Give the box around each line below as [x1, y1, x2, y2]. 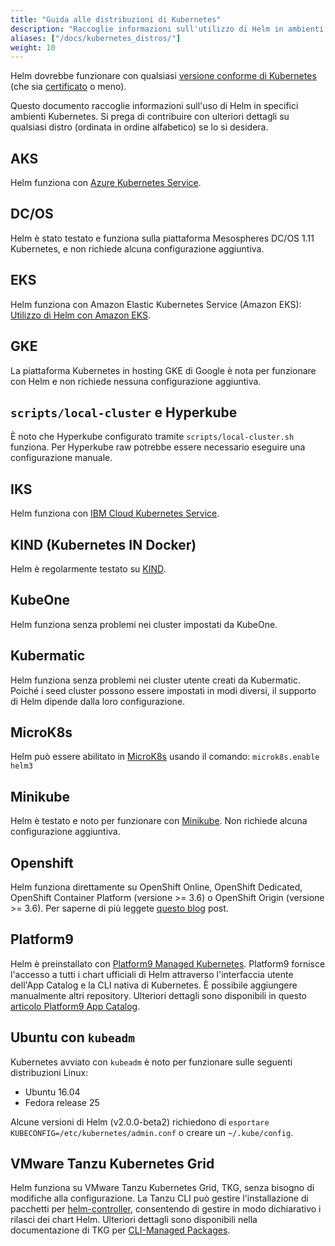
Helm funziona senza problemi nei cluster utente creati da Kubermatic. [10, 674, 301, 686]
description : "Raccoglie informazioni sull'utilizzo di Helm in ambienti [10, 24, 325, 34]
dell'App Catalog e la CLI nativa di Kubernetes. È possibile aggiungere [10, 979, 298, 991]
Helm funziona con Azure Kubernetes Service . [10, 177, 202, 189]
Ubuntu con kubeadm [10, 1029, 135, 1046]
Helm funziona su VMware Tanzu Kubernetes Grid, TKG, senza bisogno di [10, 1182, 315, 1194]
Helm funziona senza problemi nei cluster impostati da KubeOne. [10, 618, 278, 630]
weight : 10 [10, 42, 56, 53]
